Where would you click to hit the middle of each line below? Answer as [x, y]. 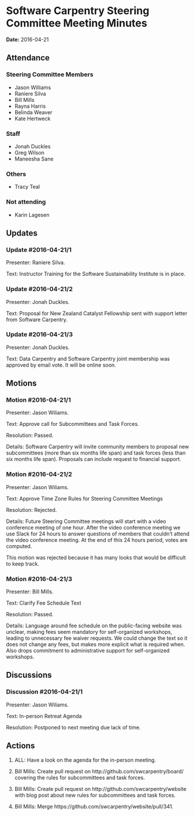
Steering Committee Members [50, 74]
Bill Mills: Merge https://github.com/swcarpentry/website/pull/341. [94, 806]
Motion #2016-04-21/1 [39, 400]
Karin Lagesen [32, 214]
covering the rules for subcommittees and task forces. [80, 777]
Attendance [28, 58]
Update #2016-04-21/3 [39, 334]
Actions [20, 746]
